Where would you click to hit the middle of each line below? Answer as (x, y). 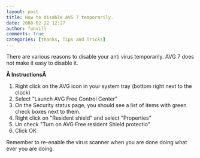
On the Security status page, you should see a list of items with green (101, 105)
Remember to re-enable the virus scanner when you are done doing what (97, 142)
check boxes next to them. (48, 112)
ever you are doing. (30, 148)
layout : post (22, 12)
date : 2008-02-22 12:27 (36, 23)
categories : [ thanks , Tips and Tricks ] (56, 39)
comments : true (25, 34)
